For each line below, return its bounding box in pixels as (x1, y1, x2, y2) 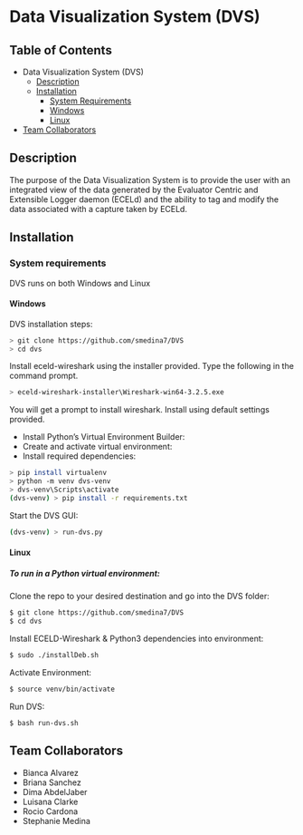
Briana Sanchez (22, 777, 81, 788)
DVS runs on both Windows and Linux (9, 277, 151, 288)
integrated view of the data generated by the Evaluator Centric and (9, 184, 259, 195)
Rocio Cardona (22, 805, 79, 817)
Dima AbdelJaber (22, 786, 88, 797)
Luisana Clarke (22, 796, 79, 807)
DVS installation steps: (9, 318, 93, 329)
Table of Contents (9, 43, 113, 58)
